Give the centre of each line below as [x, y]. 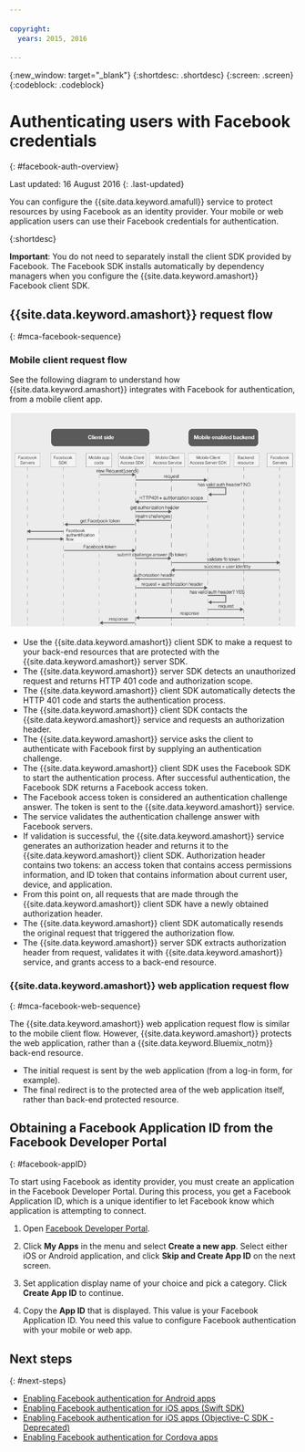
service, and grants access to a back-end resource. [119, 962]
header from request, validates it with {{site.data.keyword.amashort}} [153, 953]
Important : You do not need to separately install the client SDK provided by [151, 256]
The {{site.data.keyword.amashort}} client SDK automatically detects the [159, 691]
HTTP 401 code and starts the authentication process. [124, 700]
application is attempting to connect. [78, 1211]
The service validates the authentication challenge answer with [141, 817]
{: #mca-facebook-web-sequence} [75, 1006]
